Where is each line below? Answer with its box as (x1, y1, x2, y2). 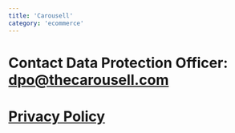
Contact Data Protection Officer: (8, 54, 229, 72)
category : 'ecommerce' (8, 19, 84, 27)
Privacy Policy (8, 107, 106, 125)
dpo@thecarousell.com (8, 71, 169, 89)
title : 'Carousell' (8, 11, 74, 20)
